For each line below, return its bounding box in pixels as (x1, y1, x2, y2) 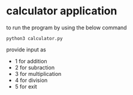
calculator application (6, 4, 117, 18)
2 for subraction (14, 64, 55, 71)
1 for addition (14, 57, 47, 65)
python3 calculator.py (6, 35, 63, 41)
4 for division (14, 76, 48, 84)
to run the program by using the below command (6, 24, 127, 31)
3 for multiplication (14, 70, 62, 77)
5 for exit (14, 82, 37, 90)
